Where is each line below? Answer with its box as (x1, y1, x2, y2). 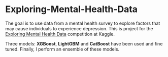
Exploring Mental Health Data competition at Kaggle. (5, 31, 115, 37)
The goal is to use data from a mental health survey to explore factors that (5, 20, 160, 26)
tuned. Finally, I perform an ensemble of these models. (5, 46, 120, 52)
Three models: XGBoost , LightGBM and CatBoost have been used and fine (5, 40, 163, 46)
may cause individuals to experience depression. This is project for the (5, 25, 153, 31)
